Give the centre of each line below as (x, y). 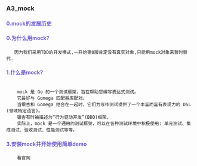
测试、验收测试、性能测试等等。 (44, 130)
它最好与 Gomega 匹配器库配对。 (52, 98)
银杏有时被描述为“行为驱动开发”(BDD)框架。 (64, 117)
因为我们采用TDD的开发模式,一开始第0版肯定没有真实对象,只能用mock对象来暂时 (98, 52)
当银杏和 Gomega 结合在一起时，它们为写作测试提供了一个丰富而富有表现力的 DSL (104, 104)
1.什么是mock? (25, 72)
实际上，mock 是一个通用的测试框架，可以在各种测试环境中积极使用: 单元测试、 (102, 124)
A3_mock (20, 8)
